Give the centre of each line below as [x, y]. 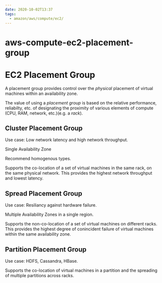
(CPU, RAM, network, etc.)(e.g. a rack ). [44, 113]
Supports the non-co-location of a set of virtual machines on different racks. [81, 224]
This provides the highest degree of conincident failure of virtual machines [79, 229]
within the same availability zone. [38, 234]
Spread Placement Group [44, 193]
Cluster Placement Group [44, 128]
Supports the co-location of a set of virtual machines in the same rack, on [79, 168]
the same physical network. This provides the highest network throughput [79, 173]
